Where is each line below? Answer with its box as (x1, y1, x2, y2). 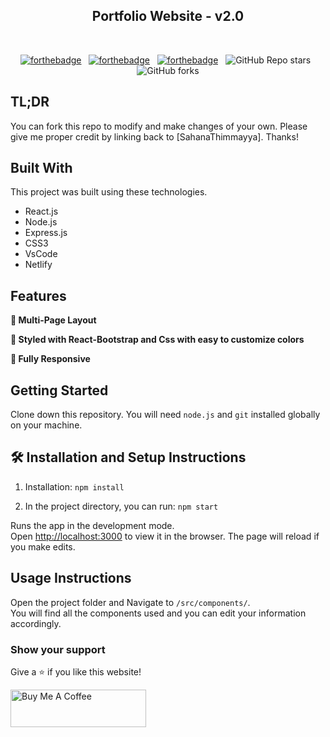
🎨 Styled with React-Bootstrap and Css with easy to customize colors (10, 334, 305, 346)
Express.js (24, 227, 68, 239)
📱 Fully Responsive (10, 353, 91, 365)
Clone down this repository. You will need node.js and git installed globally (10, 409, 321, 421)
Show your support (10, 642, 106, 656)
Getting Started (10, 382, 109, 399)
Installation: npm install (24, 480, 125, 493)
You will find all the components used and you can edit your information (10, 607, 307, 619)
